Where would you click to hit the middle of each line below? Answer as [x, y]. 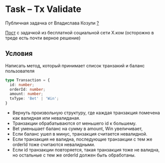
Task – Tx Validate [43, 9]
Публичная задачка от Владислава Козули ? [52, 23]
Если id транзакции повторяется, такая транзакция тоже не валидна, [86, 150]
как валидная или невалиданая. [46, 118]
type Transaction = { [28, 80]
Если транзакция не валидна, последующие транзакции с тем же [82, 139]
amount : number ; [26, 94]
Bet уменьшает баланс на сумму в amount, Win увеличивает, [78, 129]
